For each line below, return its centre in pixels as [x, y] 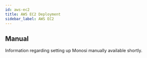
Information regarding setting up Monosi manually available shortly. [74, 51]
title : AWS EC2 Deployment [33, 14]
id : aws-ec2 [17, 10]
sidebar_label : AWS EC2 [30, 19]
